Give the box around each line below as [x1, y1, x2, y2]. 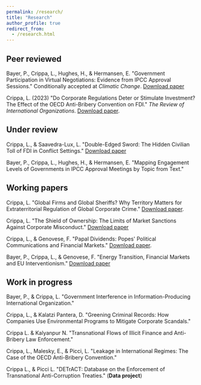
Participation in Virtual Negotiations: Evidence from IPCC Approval [6, 76, 171, 83]
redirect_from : [6, 25, 45, 32]
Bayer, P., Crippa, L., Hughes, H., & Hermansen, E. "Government [6, 70, 165, 77]
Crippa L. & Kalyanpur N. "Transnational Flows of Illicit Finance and [6, 329, 173, 337]
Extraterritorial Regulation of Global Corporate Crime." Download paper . [6, 205, 184, 212]
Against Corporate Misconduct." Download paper [6, 223, 129, 230]
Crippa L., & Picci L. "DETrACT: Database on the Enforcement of [6, 366, 165, 373]
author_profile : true [6, 20, 61, 26]
